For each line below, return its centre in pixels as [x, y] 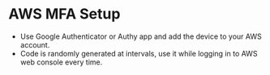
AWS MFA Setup [64, 14]
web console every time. [61, 62]
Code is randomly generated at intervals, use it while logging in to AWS [139, 53]
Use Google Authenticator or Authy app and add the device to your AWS [141, 36]
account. [35, 44]
